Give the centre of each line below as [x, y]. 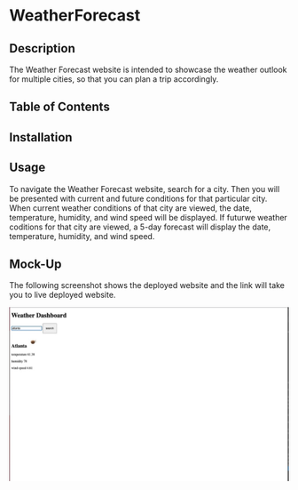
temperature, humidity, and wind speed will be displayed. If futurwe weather [149, 217]
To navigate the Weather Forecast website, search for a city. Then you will [145, 189]
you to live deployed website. [63, 295]
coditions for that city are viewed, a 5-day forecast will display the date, [140, 227]
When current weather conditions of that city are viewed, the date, [131, 208]
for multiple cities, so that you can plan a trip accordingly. [114, 79]
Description [42, 48]
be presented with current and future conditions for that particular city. [138, 198]
